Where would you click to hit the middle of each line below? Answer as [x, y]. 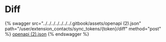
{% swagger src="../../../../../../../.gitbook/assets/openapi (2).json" [73, 23]
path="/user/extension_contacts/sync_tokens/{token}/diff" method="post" [83, 28]
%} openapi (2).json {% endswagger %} [47, 34]
